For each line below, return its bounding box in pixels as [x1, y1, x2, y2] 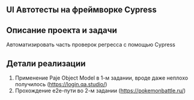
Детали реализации [6, 58, 86, 68]
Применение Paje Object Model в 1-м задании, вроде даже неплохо [14, 74, 188, 81]
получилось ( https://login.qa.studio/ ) [14, 81, 108, 88]
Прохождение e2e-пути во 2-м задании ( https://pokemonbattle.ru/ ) [14, 87, 186, 95]
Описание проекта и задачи [6, 25, 117, 35]
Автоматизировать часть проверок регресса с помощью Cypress [6, 41, 175, 49]
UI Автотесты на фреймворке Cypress [6, 5, 157, 15]
